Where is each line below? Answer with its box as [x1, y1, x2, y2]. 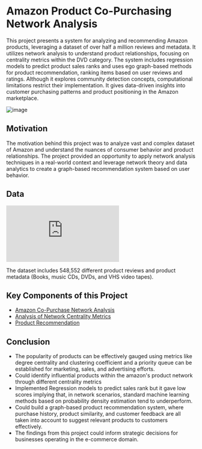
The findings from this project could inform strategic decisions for [14, 429, 179, 437]
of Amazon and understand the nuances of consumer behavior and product [6, 146, 194, 153]
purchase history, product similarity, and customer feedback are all [14, 410, 182, 418]
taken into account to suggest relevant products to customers [14, 416, 168, 424]
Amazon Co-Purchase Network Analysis [14, 306, 115, 314]
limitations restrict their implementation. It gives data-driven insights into [6, 81, 186, 88]
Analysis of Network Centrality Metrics [14, 313, 111, 320]
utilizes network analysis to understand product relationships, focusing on [6, 49, 189, 57]
